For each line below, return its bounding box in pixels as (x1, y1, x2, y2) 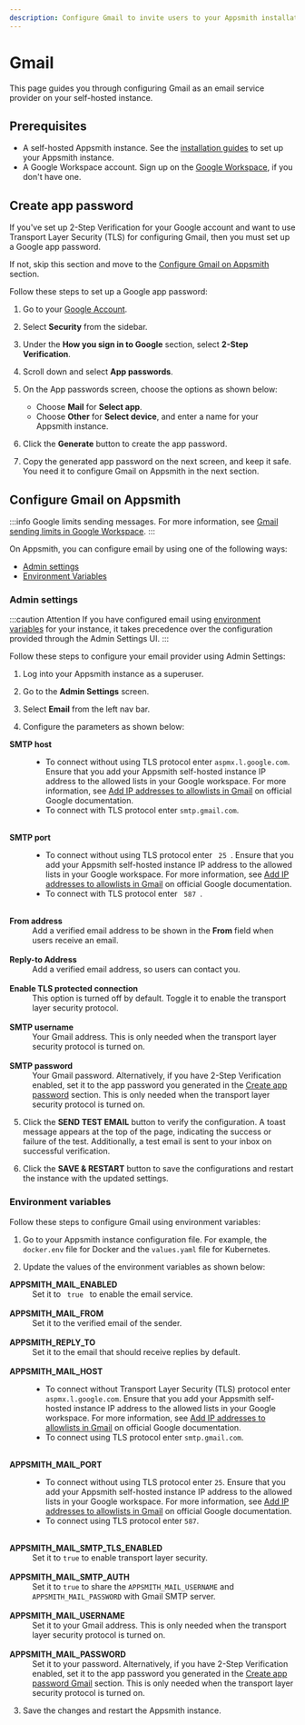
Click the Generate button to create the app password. (22, 438, 228, 450)
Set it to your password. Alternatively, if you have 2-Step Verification (32, 1658, 289, 1669)
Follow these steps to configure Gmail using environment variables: (9, 1216, 261, 1227)
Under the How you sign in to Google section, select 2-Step (22, 339, 249, 350)
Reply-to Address (9, 954, 77, 965)
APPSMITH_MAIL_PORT (9, 1459, 103, 1470)
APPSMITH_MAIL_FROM (9, 1308, 104, 1319)
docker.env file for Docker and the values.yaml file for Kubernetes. (22, 1243, 271, 1254)
